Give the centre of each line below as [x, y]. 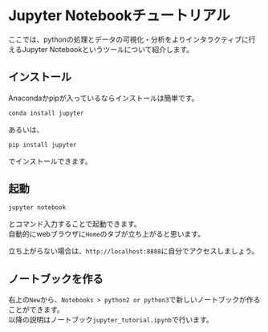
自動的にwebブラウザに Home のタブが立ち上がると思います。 [107, 234]
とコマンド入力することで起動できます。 [75, 224]
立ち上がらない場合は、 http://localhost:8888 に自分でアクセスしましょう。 [134, 251]
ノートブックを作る [56, 279]
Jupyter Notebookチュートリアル [120, 16]
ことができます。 [36, 310]
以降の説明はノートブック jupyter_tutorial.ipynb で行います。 [111, 320]
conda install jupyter [46, 113]
